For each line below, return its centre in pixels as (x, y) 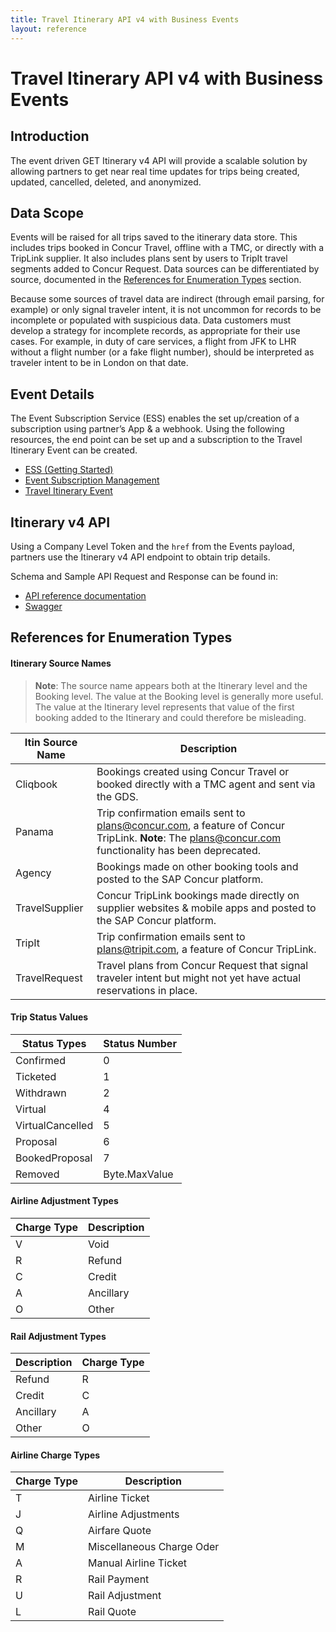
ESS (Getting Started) (69, 470)
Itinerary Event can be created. (74, 450)
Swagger (43, 606)
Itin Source (51, 742)
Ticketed (36, 1076)
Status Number (140, 1043)
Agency (33, 873)
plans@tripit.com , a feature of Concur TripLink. (206, 949)
